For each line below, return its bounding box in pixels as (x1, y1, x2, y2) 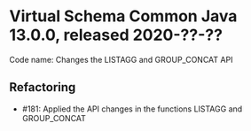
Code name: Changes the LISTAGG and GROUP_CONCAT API (9, 54, 233, 65)
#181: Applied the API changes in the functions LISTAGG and (21, 104, 243, 114)
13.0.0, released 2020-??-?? (9, 25, 224, 45)
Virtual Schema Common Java (9, 6, 238, 27)
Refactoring (9, 80, 76, 95)
